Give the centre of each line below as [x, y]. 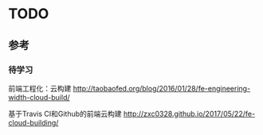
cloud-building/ [33, 122]
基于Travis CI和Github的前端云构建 [65, 114]
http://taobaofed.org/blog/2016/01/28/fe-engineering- [162, 88]
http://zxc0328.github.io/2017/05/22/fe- [189, 114]
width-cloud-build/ [39, 97]
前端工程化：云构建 [40, 88]
